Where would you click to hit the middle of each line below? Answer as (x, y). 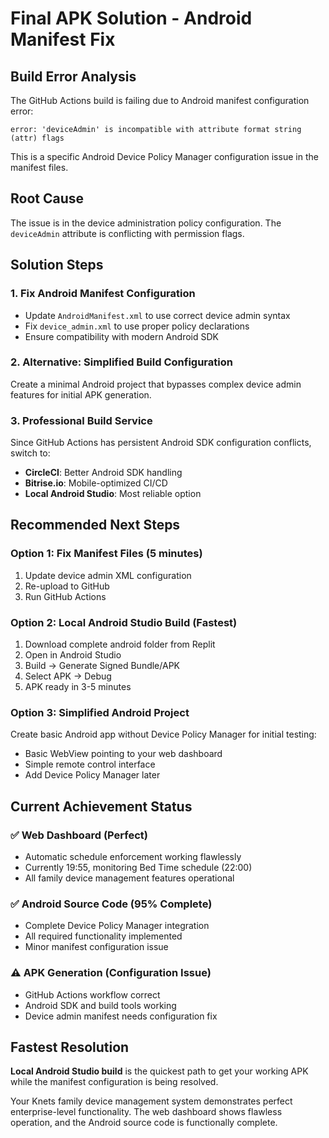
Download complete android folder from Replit (120, 644)
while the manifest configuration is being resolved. (114, 1082)
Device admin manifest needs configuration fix (121, 1016)
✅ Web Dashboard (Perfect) (79, 835)
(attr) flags (37, 138)
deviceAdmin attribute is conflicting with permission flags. (127, 233)
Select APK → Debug (68, 676)
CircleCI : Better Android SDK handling (103, 473)
